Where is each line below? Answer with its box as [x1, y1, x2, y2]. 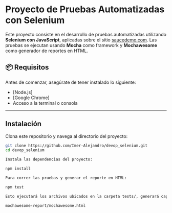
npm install [5, 166, 31, 172]
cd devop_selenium [5, 148, 45, 153]
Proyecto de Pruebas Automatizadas [5, 4, 165, 15]
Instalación [5, 120, 42, 128]
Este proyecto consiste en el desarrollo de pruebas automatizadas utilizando [5, 31, 167, 37]
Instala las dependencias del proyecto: [5, 157, 93, 162]
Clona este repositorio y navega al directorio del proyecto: [5, 133, 128, 139]
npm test [5, 184, 24, 190]
